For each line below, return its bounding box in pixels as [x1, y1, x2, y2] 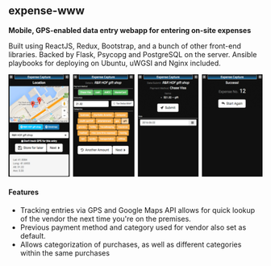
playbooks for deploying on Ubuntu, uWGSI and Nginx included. [8, 58, 222, 68]
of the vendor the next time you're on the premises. [19, 214, 191, 223]
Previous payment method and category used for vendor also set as [19, 222, 247, 232]
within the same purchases [19, 247, 110, 258]
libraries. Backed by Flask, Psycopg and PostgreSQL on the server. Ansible [8, 49, 257, 59]
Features [8, 187, 39, 197]
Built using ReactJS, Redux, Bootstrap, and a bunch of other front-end [8, 41, 242, 51]
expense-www [8, 4, 85, 18]
